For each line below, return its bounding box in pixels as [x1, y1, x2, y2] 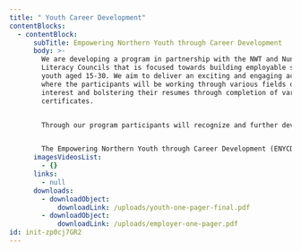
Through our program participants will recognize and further [41, 120, 279, 130]
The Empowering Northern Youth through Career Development [41, 144, 267, 153]
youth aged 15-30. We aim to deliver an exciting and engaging [41, 72, 282, 81]
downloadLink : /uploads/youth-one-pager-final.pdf [56, 203, 251, 212]
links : [32, 169, 58, 178]
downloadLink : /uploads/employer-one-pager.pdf [56, 220, 239, 229]
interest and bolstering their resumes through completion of [41, 88, 279, 97]
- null [41, 177, 66, 186]
